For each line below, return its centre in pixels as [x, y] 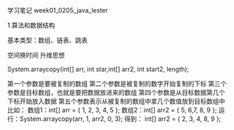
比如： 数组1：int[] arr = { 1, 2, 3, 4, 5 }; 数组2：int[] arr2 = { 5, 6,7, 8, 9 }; [112, 110]
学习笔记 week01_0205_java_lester [58, 10]
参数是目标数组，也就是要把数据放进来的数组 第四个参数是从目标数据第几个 [116, 92]
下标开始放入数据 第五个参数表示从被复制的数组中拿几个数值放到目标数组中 [116, 101]
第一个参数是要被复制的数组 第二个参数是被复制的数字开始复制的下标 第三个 [117, 84]
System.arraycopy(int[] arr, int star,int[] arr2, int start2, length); [98, 69]
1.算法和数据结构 [31, 25]
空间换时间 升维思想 [36, 55]
